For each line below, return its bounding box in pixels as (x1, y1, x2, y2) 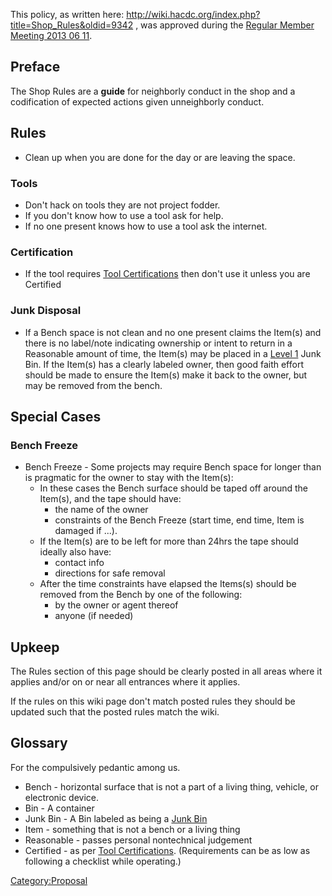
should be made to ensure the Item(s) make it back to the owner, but (24, 369, 308, 381)
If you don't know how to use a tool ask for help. (24, 209, 224, 221)
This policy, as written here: (10, 9, 125, 20)
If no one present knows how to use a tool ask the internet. (24, 220, 268, 232)
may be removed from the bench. (24, 379, 163, 391)
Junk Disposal (10, 304, 82, 318)
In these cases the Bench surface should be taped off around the (39, 482, 308, 494)
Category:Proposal (10, 874, 88, 886)
